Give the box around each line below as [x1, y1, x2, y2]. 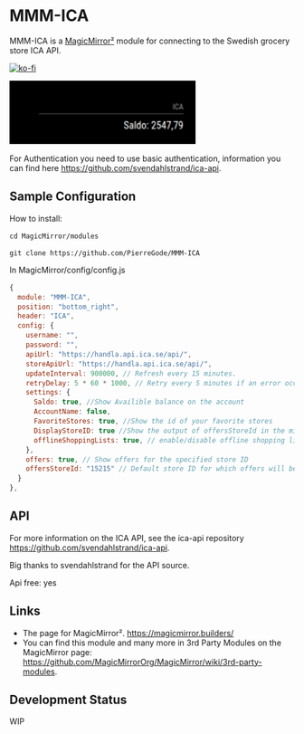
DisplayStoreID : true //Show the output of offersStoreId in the [33, 426, 285, 435]
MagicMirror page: [22, 646, 92, 657]
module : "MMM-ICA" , [17, 292, 91, 301]
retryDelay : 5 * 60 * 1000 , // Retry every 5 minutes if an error [25, 378, 281, 387]
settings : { [25, 388, 71, 397]
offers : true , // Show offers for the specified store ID [25, 454, 249, 464]
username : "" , [25, 331, 79, 340]
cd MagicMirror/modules [9, 232, 100, 241]
